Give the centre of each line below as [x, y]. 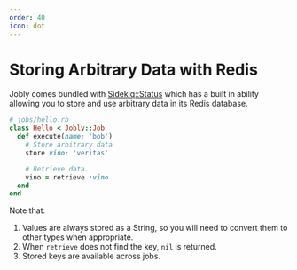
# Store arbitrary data [69, 145]
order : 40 [27, 17]
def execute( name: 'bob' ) [65, 137]
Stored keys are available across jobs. [91, 256]
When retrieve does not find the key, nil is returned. [119, 247]
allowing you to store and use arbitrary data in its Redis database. [129, 104]
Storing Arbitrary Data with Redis [134, 70]
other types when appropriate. [78, 237]
